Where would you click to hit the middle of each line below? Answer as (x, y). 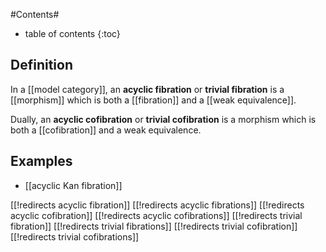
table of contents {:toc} (72, 33)
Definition (41, 65)
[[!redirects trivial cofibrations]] (75, 236)
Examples (41, 161)
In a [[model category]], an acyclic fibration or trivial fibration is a (147, 89)
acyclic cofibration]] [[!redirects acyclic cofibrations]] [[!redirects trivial (156, 215)
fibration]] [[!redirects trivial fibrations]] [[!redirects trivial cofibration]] (154, 226)
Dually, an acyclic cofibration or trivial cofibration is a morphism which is (163, 119)
